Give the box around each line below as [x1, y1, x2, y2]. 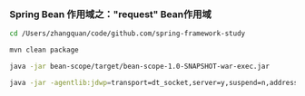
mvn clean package [9, 45, 79, 55]
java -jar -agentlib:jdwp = [9, 78, 112, 87]
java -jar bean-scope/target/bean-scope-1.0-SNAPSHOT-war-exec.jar [9, 62, 271, 72]
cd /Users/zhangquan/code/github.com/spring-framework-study [9, 29, 246, 38]
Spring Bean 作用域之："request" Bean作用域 [9, 7, 212, 20]
